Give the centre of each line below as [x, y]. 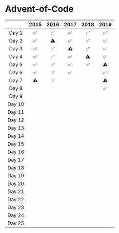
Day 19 [16, 175]
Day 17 [16, 160]
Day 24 [16, 215]
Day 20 [16, 183]
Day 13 [16, 128]
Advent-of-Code [40, 9]
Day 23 [16, 207]
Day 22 [16, 199]
